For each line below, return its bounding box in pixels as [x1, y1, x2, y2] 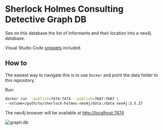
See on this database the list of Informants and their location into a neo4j [5, 30, 151, 36]
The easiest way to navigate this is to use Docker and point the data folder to [5, 72, 158, 78]
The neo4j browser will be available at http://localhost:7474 [5, 109, 124, 116]
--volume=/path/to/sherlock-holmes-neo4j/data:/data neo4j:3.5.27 [5, 101, 143, 106]
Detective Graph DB [5, 14, 87, 25]
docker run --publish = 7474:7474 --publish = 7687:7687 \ [5, 96, 119, 101]
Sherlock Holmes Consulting [5, 3, 124, 15]
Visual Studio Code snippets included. [5, 45, 82, 51]
